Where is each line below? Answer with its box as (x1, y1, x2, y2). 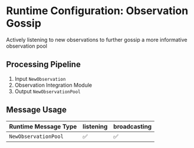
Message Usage (6, 105, 67, 115)
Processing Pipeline (6, 60, 81, 70)
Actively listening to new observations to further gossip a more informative (6, 36, 188, 43)
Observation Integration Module (14, 81, 93, 88)
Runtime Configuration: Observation (6, 4, 189, 18)
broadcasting (113, 122, 152, 130)
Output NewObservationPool (14, 87, 81, 95)
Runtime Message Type (9, 122, 77, 130)
